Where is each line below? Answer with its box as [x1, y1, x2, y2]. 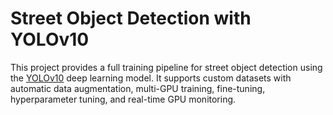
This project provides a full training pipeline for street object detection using [10, 61, 323, 73]
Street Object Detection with [10, 7, 252, 30]
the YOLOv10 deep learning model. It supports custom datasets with [10, 72, 292, 84]
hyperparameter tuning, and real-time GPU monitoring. [10, 93, 237, 105]
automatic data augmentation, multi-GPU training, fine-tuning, [10, 82, 266, 94]
